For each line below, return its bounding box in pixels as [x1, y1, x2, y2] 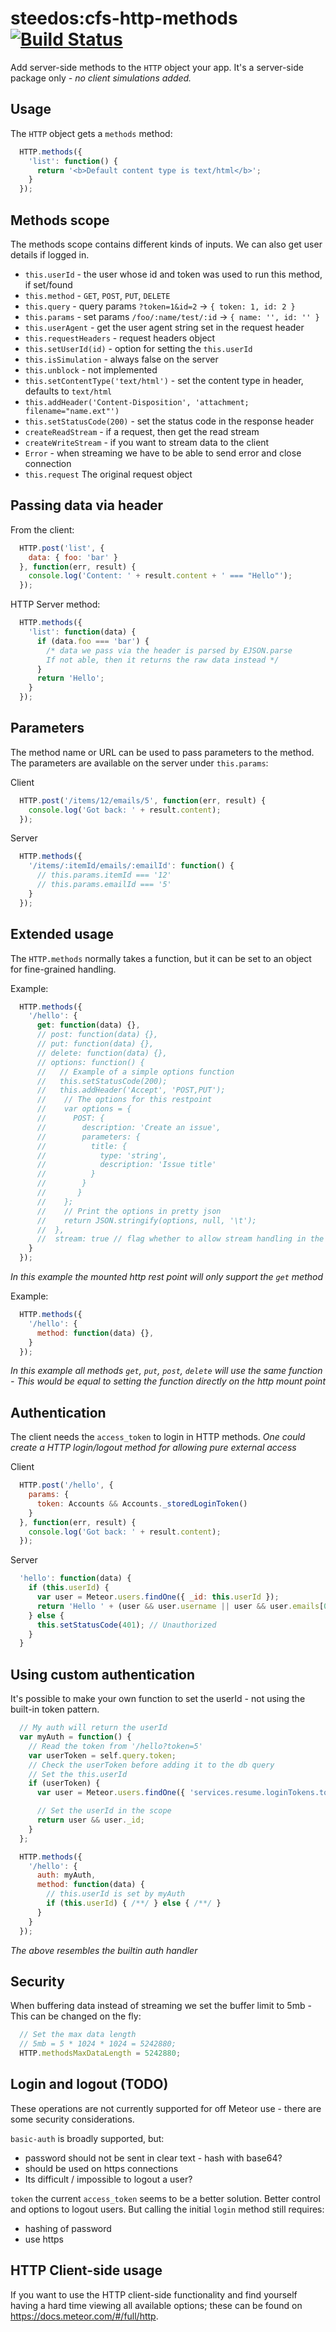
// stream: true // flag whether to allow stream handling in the [36, 1234, 325, 1244]
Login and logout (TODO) [10, 2076, 169, 2093]
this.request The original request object [24, 468, 193, 480]
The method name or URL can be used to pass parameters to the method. [10, 746, 315, 758]
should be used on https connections [24, 2162, 179, 2174]
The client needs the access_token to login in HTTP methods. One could [10, 1431, 306, 1443]
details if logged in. [10, 248, 90, 261]
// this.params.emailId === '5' [36, 880, 172, 890]
